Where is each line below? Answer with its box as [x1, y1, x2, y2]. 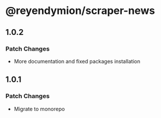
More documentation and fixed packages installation [13, 58, 141, 65]
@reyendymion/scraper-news [5, 4, 155, 17]
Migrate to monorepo [13, 105, 65, 112]
